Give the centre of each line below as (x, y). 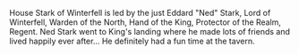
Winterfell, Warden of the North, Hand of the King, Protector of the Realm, (145, 22)
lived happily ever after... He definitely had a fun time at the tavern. (132, 41)
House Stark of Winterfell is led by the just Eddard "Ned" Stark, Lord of (140, 13)
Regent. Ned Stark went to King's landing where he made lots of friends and (150, 31)
